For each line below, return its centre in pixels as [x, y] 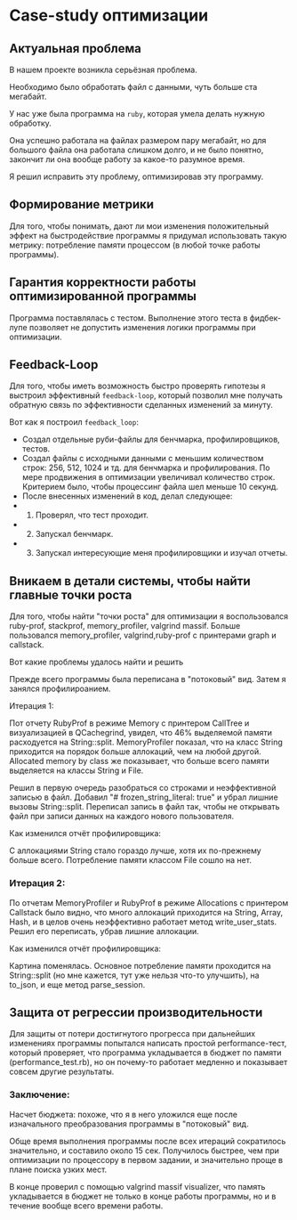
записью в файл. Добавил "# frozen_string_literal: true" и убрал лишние [144, 797]
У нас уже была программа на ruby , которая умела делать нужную [137, 114]
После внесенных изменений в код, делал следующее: [127, 496]
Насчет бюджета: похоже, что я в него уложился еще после [124, 1114]
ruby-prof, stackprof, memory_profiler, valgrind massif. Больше [125, 626]
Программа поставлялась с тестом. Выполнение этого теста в [128, 318]
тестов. [36, 449]
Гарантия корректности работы [103, 283]
